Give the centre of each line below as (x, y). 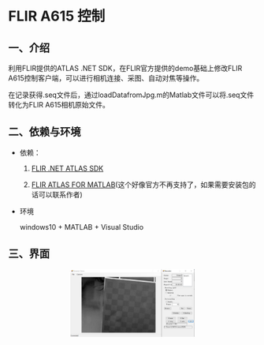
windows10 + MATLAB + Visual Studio (82, 227)
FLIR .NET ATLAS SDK (67, 168)
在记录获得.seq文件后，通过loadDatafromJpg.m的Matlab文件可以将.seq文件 (131, 95)
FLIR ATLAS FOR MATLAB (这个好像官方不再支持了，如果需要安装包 (140, 184)
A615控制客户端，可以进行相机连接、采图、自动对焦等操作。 (106, 78)
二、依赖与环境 (45, 132)
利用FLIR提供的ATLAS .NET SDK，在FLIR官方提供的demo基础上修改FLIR (125, 68)
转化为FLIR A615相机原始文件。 (59, 105)
